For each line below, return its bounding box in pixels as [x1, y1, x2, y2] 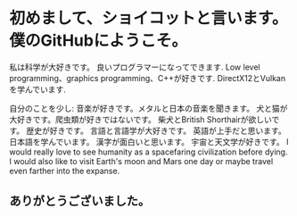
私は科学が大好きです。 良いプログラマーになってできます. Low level [9, 62, 260, 72]
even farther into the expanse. [9, 165, 120, 176]
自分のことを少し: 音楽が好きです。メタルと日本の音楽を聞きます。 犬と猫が [9, 103, 288, 113]
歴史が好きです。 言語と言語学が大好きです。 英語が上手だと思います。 [26, 125, 287, 136]
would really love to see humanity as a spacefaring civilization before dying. [9, 146, 288, 157]
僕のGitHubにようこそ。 [9, 30, 187, 51]
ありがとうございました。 [9, 194, 150, 209]
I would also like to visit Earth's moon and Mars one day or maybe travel [9, 155, 274, 166]
